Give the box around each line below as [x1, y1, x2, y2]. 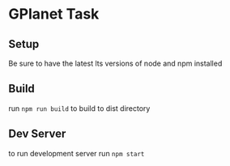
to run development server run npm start [8, 148, 145, 158]
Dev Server [8, 127, 66, 141]
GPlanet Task [8, 5, 100, 23]
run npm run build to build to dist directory [8, 103, 151, 113]
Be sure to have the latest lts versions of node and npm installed [8, 58, 223, 68]
